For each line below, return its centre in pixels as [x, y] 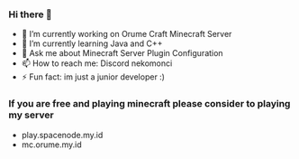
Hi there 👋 [31, 14]
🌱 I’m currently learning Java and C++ [92, 43]
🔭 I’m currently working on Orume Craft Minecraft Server [127, 34]
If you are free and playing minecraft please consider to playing [149, 104]
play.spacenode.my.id [62, 135]
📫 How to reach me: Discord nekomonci [97, 63]
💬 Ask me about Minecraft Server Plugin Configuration [122, 53]
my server [32, 115]
